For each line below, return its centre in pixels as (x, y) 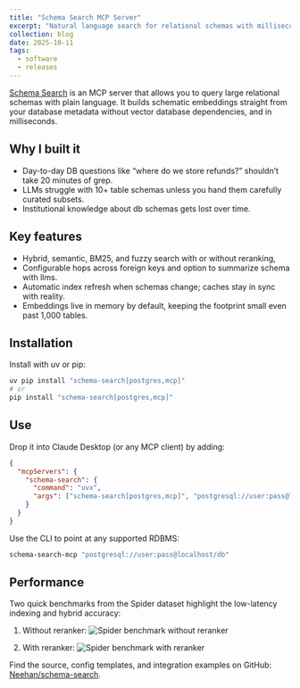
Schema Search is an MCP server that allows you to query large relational (144, 92)
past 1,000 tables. (55, 315)
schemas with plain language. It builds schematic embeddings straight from (148, 102)
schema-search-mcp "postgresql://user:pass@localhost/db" (119, 554)
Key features (46, 237)
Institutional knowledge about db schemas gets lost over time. (136, 208)
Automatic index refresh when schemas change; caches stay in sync (149, 286)
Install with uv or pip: (48, 365)
